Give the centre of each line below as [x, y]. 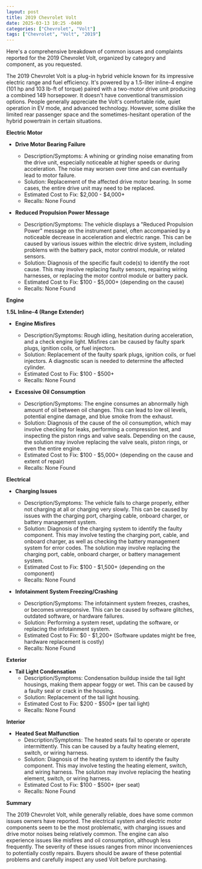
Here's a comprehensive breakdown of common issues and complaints [94, 51]
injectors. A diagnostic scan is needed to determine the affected [104, 361]
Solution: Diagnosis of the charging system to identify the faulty [103, 528]
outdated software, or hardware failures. [74, 616]
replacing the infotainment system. [67, 629]
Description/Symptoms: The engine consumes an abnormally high [106, 404]
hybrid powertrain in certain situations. [54, 121]
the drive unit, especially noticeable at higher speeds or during [102, 162]
